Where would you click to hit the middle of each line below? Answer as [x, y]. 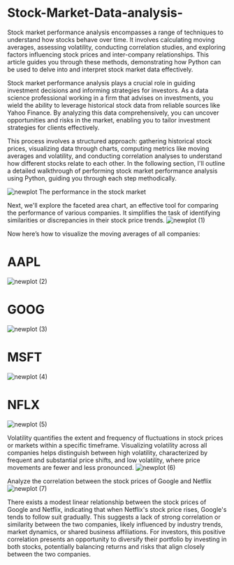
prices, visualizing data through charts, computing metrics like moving [108, 148]
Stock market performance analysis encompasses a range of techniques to [115, 32]
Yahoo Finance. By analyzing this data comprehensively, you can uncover [113, 113]
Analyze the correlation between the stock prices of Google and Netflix [109, 481]
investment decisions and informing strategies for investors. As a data [108, 90]
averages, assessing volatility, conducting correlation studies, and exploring [116, 47]
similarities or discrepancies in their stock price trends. [86, 220]
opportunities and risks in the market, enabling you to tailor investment [109, 120]
